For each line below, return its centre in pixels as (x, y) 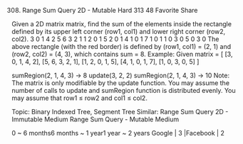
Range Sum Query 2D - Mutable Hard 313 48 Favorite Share (110, 10)
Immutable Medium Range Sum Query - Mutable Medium (95, 119)
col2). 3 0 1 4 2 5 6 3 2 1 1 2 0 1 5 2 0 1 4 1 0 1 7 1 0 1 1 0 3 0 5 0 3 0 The (115, 39)
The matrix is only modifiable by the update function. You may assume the (121, 83)
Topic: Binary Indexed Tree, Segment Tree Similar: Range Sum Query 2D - (120, 112)
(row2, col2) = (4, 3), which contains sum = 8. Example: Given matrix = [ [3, (122, 54)
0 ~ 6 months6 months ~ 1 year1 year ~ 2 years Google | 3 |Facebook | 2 (118, 133)
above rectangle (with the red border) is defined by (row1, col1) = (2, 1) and (121, 46)
